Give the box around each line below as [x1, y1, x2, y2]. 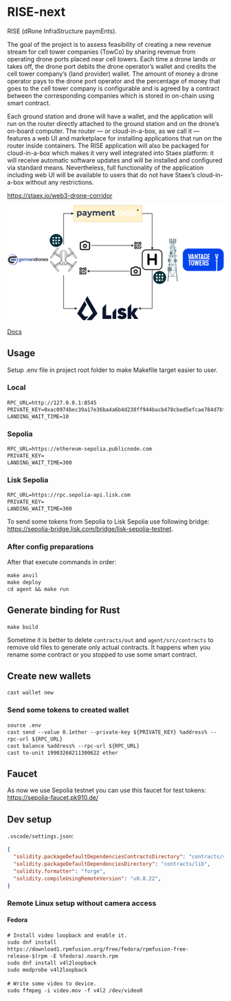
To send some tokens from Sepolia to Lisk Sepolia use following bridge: [7, 517, 210, 526]
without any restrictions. [25, 178, 94, 186]
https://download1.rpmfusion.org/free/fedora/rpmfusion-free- [7, 945, 189, 953]
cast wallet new [7, 690, 54, 696]
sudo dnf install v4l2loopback [7, 959, 97, 967]
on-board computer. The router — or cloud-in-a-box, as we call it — [7, 127, 200, 135]
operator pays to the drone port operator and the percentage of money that [7, 76, 221, 85]
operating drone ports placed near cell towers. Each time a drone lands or [7, 54, 217, 63]
